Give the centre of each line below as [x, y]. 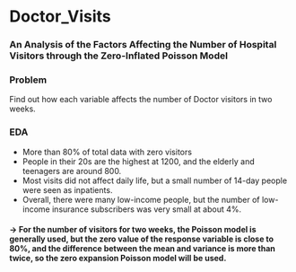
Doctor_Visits [61, 17]
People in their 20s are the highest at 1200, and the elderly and [138, 161]
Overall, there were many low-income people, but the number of [141, 199]
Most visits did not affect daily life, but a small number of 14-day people [155, 180]
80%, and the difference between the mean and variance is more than [143, 249]
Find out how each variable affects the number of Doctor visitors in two [141, 100]
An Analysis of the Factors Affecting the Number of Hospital [143, 45]
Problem [28, 80]
